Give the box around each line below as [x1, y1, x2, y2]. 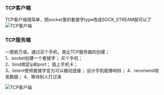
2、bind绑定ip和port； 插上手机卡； [5, 61, 79, 67]
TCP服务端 [5, 36, 31, 43]
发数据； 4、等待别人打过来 [5, 74, 62, 80]
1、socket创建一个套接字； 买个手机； [5, 55, 83, 61]
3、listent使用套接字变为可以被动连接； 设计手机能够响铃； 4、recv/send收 [5, 67, 159, 73]
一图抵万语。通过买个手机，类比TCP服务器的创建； [5, 49, 110, 55]
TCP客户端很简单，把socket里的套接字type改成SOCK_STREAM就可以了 [5, 16, 152, 23]
